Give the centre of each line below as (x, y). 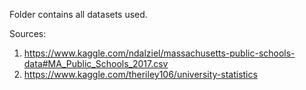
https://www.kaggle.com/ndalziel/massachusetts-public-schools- (159, 53)
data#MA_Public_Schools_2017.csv (96, 63)
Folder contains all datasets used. (78, 14)
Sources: (28, 33)
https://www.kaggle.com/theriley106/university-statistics (140, 74)
